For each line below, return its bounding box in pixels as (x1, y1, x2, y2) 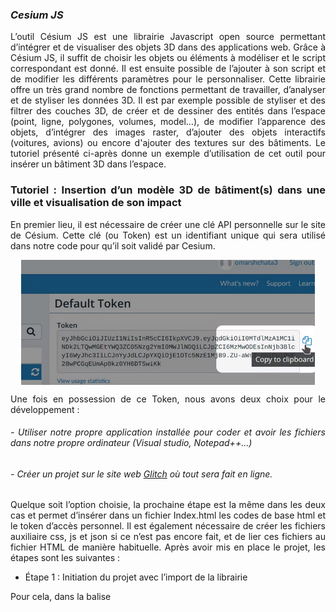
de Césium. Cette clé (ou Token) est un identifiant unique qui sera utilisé (10, 229, 326, 241)
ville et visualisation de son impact (10, 196, 182, 210)
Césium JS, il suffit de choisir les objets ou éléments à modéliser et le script (10, 52, 326, 64)
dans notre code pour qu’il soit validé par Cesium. (10, 239, 216, 252)
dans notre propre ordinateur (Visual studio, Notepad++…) (10, 437, 253, 449)
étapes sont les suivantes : (10, 552, 121, 564)
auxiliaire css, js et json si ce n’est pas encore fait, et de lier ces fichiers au (10, 531, 326, 543)
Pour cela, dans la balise (10, 591, 112, 603)
